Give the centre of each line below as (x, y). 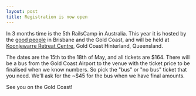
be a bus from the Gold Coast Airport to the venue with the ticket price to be (98, 63)
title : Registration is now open (47, 17)
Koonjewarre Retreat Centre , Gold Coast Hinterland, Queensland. (85, 46)
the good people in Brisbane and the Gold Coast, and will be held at (88, 40)
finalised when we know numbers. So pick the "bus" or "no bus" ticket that (97, 69)
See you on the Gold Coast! (39, 87)
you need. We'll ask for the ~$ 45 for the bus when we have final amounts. (95, 76)
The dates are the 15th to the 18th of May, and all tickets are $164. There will (98, 57)
